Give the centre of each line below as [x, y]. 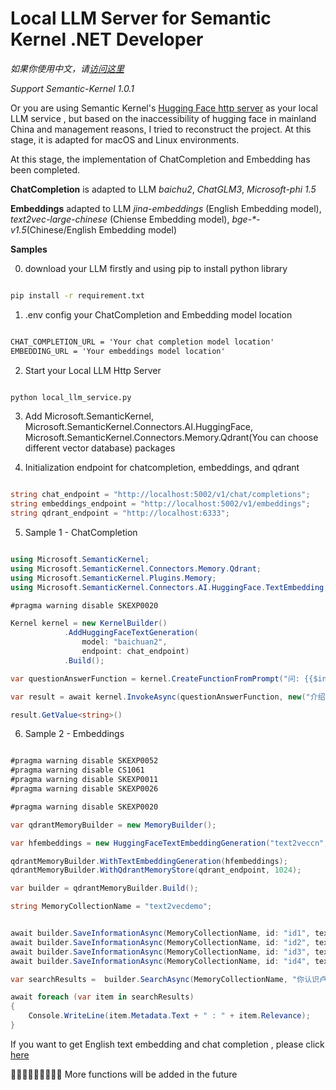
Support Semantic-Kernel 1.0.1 [72, 88]
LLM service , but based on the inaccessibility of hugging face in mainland [163, 118]
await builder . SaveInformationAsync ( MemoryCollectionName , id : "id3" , [160, 952]
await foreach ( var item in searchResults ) [102, 997]
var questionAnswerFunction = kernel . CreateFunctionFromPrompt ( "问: [155, 678]
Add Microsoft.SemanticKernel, [89, 416]
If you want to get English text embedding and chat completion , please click [167, 1044]
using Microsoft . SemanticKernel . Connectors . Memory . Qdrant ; [136, 568]
